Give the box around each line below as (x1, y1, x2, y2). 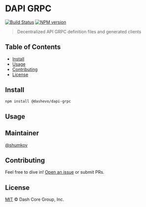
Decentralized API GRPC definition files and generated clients (17, 28, 142, 34)
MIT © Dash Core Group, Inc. (5, 197, 65, 203)
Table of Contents (5, 43, 61, 52)
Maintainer (5, 129, 39, 137)
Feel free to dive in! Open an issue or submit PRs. (5, 169, 104, 175)
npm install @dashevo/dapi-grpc (5, 99, 71, 103)
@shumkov (5, 142, 28, 148)
